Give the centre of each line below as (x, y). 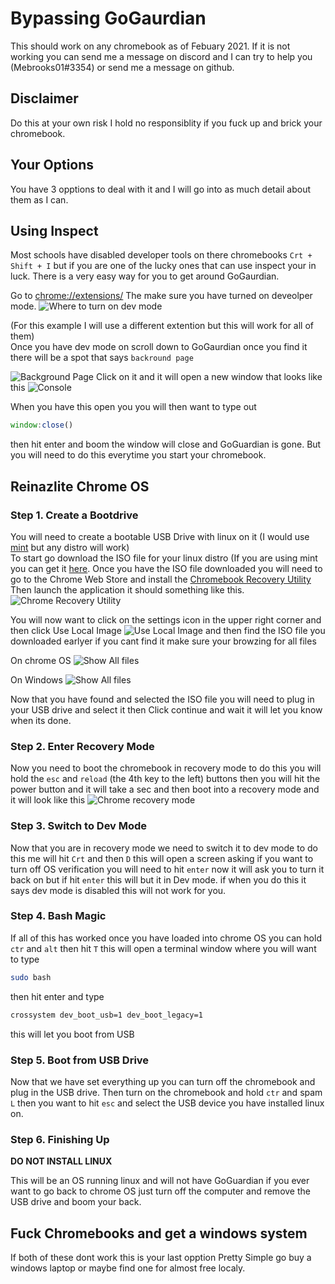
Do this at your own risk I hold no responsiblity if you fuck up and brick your (166, 123)
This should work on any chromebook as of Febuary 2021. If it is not (150, 46)
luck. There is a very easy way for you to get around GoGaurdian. (145, 276)
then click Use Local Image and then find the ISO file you (168, 630)
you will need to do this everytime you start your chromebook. (138, 455)
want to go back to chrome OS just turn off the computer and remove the (160, 1191)
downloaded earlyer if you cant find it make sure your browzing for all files (163, 641)
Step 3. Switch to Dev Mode (79, 826)
